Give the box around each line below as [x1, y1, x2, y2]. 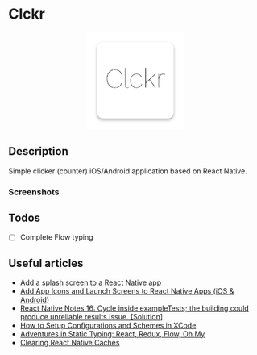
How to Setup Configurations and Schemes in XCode [19, 320, 197, 331]
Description [8, 144, 68, 158]
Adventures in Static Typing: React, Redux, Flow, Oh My [19, 329, 205, 339]
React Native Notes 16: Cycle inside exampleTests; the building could [19, 303, 250, 313]
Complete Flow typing [19, 232, 94, 242]
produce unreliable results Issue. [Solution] [19, 312, 164, 322]
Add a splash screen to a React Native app [19, 278, 162, 287]
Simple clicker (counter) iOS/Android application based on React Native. [8, 166, 247, 176]
